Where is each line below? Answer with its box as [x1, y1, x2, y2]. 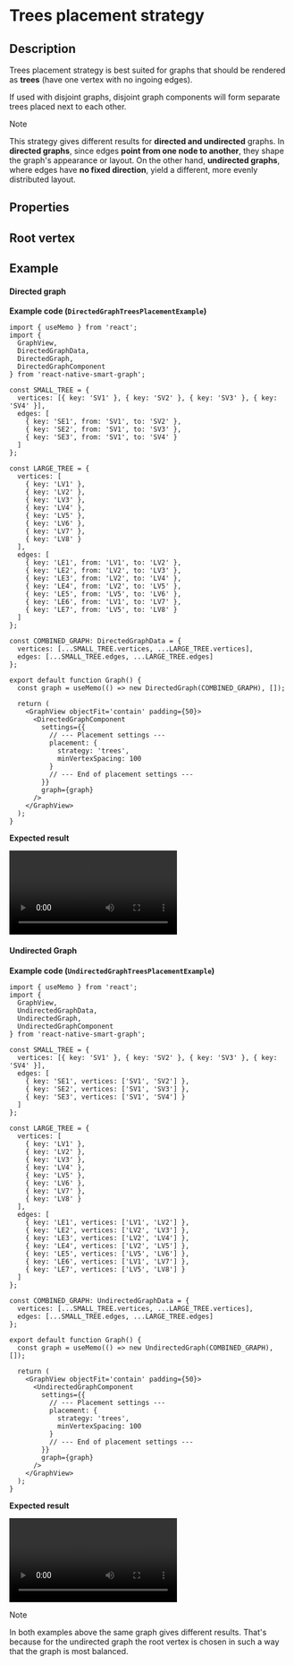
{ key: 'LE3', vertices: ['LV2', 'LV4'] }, [25, 1233, 190, 1242]
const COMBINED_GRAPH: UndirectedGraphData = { [9, 1296, 190, 1305]
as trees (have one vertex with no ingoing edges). [9, 74, 193, 85]
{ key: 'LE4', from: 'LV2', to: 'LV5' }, [25, 582, 181, 591]
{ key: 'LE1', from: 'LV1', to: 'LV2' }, [25, 558, 181, 567]
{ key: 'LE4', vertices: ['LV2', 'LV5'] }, [25, 1241, 190, 1250]
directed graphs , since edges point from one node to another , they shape [9, 145, 284, 156]
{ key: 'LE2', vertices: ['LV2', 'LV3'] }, [25, 1225, 190, 1235]
